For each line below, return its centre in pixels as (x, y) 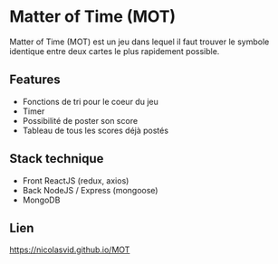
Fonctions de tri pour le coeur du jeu (90, 101)
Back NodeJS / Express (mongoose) (90, 190)
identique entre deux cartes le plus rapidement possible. (115, 51)
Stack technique (57, 159)
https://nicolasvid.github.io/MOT (70, 250)
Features (35, 80)
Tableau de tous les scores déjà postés (96, 130)
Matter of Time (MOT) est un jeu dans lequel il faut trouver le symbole (139, 42)
